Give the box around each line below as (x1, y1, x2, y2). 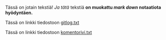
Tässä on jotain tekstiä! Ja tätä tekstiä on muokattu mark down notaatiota (5, 5, 161, 10)
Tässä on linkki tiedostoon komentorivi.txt (5, 29, 92, 35)
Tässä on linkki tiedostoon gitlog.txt (5, 20, 79, 25)
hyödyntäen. (5, 10, 33, 16)
